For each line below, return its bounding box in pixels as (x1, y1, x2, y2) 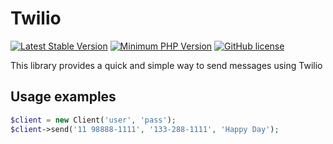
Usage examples (10, 88, 117, 106)
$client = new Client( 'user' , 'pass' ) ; (10, 115, 177, 125)
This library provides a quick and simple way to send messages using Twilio (10, 59, 323, 71)
